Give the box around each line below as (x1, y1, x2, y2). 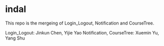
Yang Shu (5, 35, 25, 41)
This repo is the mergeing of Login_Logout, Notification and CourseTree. (5, 20, 154, 26)
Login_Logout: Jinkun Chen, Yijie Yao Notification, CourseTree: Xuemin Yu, (5, 29, 159, 35)
